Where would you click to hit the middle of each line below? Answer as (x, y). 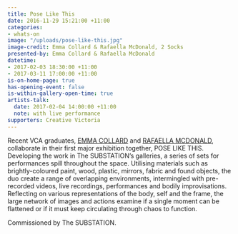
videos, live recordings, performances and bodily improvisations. (131, 185)
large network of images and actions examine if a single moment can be (114, 201)
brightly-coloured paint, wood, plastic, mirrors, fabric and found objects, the (119, 171)
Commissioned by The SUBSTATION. (62, 223)
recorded (21, 185)
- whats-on (24, 34)
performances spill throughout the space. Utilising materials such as (108, 163)
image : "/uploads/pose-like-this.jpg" (65, 41)
